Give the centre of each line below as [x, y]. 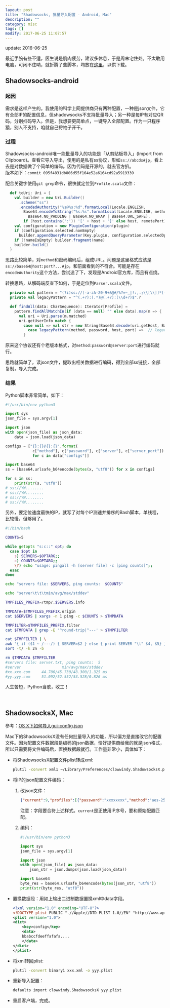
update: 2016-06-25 [26, 48]
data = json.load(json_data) [45, 437]
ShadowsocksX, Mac [39, 713]
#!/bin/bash [18, 528]
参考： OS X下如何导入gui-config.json [44, 726]
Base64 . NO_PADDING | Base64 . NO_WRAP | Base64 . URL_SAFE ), [89, 217]
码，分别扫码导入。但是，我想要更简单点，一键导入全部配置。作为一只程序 [83, 121]
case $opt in [24, 552]
